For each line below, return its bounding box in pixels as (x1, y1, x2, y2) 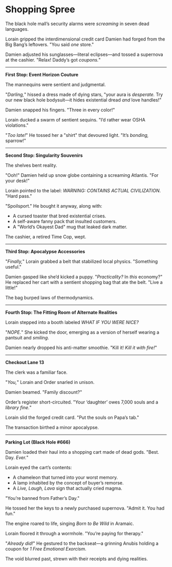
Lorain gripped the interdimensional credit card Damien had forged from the (5, 36, 165, 42)
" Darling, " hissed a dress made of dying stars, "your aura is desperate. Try (5, 91, 163, 97)
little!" (5, 285, 18, 291)
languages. (5, 26, 29, 32)
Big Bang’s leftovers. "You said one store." (5, 41, 94, 47)
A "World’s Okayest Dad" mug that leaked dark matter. (12, 224, 127, 230)
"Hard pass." (5, 193, 32, 199)
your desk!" (5, 177, 30, 184)
